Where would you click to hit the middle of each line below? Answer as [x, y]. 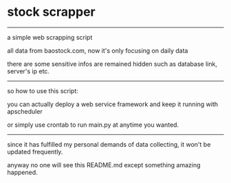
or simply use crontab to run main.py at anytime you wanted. [93, 125]
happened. [22, 172]
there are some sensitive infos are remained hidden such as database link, [112, 64]
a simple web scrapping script [50, 37]
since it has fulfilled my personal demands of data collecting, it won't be [109, 144]
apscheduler [25, 111]
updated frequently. [35, 151]
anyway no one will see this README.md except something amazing [104, 164]
